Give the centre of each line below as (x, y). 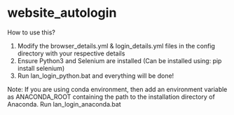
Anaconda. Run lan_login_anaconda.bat (64, 104)
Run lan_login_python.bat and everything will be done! (96, 76)
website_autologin (62, 13)
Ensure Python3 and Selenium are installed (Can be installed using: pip (119, 60)
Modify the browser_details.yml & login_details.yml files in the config (116, 46)
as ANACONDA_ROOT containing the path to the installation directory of (111, 97)
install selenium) (41, 68)
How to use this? (32, 32)
